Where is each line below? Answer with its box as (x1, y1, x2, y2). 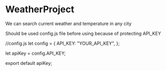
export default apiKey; (5, 60, 52, 66)
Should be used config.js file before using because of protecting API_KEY (5, 30, 161, 36)
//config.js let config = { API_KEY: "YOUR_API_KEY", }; (5, 40, 120, 46)
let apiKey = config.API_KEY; (5, 50, 66, 56)
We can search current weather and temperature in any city (5, 20, 132, 27)
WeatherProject (5, 4, 75, 15)
